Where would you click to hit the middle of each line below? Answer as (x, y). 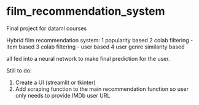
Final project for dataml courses (47, 28)
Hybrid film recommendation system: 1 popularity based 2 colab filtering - (100, 40)
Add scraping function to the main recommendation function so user (102, 89)
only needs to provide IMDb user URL (63, 95)
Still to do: (19, 70)
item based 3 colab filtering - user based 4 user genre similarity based (96, 47)
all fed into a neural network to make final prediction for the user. (88, 58)
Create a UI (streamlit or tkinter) (56, 82)
